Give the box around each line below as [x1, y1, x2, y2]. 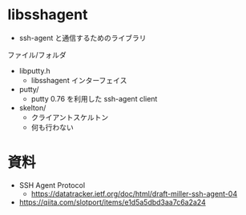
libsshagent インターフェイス [30, 75, 127, 85]
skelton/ [18, 102, 46, 113]
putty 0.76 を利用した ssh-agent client [30, 94, 158, 103]
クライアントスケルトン [30, 112, 109, 121]
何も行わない [30, 122, 74, 132]
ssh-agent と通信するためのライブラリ [18, 33, 147, 42]
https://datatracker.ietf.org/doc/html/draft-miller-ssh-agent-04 [30, 189, 238, 198]
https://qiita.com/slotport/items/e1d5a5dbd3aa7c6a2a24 [18, 197, 206, 207]
